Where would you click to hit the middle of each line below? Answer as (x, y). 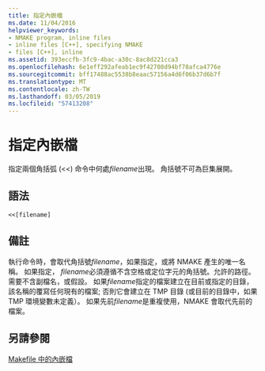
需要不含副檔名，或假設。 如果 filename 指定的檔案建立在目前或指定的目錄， (131, 281)
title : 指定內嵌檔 (36, 15)
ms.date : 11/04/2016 (42, 23)
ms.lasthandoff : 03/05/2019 (55, 97)
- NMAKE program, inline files (60, 38)
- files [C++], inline (45, 52)
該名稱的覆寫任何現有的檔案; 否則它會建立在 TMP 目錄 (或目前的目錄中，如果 (133, 291)
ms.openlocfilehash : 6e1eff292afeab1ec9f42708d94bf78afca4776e (115, 67)
